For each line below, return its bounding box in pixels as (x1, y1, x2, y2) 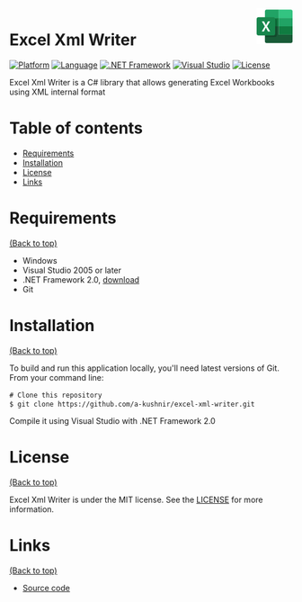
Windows (22, 255, 58, 265)
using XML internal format (9, 86, 106, 97)
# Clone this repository (9, 391, 102, 400)
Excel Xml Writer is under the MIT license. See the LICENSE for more (9, 494, 263, 505)
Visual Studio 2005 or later (22, 265, 122, 275)
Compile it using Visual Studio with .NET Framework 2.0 (9, 415, 216, 426)
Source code (22, 582, 70, 593)
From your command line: (9, 372, 104, 382)
